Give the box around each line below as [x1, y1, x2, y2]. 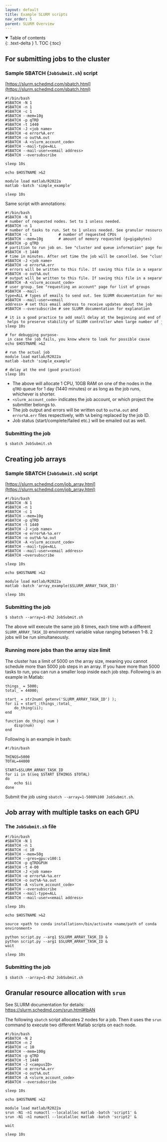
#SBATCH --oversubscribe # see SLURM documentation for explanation [5, 306, 150, 311]
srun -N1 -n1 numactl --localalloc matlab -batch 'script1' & [5, 1110, 137, 1115]
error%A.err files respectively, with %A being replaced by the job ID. [12, 412, 150, 418]
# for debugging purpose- [5, 332, 59, 337]
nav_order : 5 [5, 16, 32, 21]
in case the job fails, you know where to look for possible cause [7, 337, 150, 342]
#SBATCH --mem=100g [5, 1049, 46, 1054]
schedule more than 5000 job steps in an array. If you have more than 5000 [5, 663, 160, 669]
